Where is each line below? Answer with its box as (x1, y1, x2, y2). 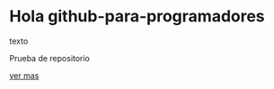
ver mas (9, 69, 40, 81)
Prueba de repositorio (9, 53, 90, 63)
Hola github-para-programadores (9, 6, 265, 27)
